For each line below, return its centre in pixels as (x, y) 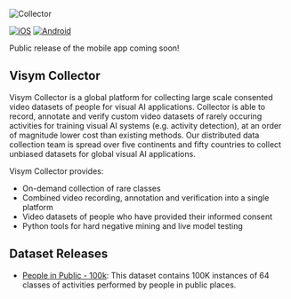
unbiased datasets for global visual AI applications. (102, 153)
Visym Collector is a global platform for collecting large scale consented (141, 97)
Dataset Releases (59, 254)
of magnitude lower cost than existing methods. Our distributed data (134, 135)
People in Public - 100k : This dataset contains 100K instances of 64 (145, 275)
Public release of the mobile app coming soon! (94, 48)
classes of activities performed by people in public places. (129, 285)
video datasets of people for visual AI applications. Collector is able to (137, 106)
